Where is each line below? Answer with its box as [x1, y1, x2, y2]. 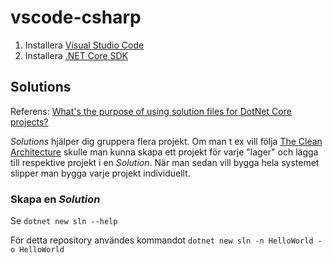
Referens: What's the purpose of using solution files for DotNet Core [10, 105, 292, 117]
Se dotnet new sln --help [10, 215, 118, 227]
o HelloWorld [10, 245, 65, 255]
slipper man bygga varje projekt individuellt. [10, 167, 191, 179]
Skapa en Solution [10, 192, 101, 206]
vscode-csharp [10, 6, 142, 29]
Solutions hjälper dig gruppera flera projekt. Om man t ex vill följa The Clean [10, 135, 323, 147]
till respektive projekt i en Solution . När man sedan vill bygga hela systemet [10, 156, 320, 168]
